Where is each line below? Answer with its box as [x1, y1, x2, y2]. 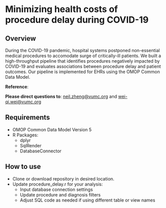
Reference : [5, 84, 29, 90]
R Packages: [12, 132, 38, 138]
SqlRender [19, 142, 41, 148]
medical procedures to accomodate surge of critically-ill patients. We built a [5, 53, 161, 59]
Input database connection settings [19, 186, 93, 192]
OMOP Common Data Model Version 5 [12, 126, 92, 132]
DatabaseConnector [19, 148, 61, 154]
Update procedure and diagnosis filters [19, 191, 101, 197]
